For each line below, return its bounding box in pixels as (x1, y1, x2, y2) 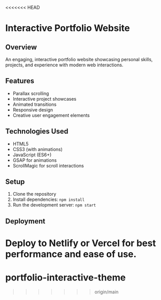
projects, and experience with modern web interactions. (5, 62, 124, 68)
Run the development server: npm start (12, 202, 96, 208)
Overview (5, 43, 37, 51)
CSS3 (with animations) (12, 146, 63, 152)
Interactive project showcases (12, 96, 77, 102)
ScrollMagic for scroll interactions (12, 162, 84, 168)
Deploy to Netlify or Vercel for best (5, 237, 156, 249)
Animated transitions (12, 101, 57, 107)
